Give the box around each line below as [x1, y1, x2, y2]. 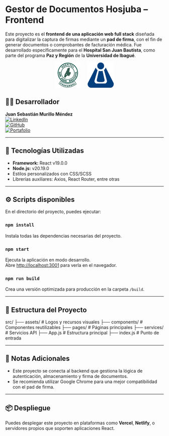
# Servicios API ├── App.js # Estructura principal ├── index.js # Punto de [5, 330, 159, 336]
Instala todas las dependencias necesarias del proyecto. [5, 233, 122, 239]
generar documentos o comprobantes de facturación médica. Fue [5, 41, 142, 47]
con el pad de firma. [12, 384, 54, 390]
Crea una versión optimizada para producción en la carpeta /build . [5, 286, 145, 292]
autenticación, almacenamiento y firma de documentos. [12, 373, 128, 379]
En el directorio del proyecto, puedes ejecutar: [5, 208, 102, 215]
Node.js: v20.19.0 [12, 165, 49, 171]
